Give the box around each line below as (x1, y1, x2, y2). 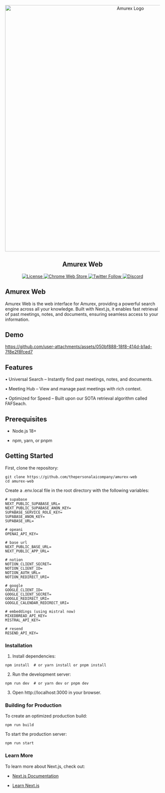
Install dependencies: (12, 653, 56, 659)
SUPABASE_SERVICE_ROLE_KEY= (5, 510, 63, 515)
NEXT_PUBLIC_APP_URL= (5, 549, 50, 553)
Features (5, 363, 33, 372)
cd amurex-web (5, 479, 34, 483)
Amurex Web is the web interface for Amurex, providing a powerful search (5, 301, 156, 307)
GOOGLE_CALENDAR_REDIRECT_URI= (5, 600, 69, 605)
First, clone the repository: (5, 465, 59, 471)
